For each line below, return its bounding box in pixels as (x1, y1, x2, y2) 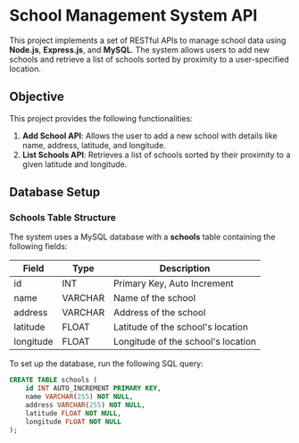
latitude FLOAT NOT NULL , (25, 408, 122, 418)
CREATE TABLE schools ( (9, 376, 98, 385)
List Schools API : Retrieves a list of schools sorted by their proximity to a (21, 149, 291, 160)
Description (159, 263, 211, 275)
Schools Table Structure (9, 212, 116, 224)
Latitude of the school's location (112, 321, 248, 333)
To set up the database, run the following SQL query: (9, 358, 203, 369)
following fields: (9, 241, 68, 252)
